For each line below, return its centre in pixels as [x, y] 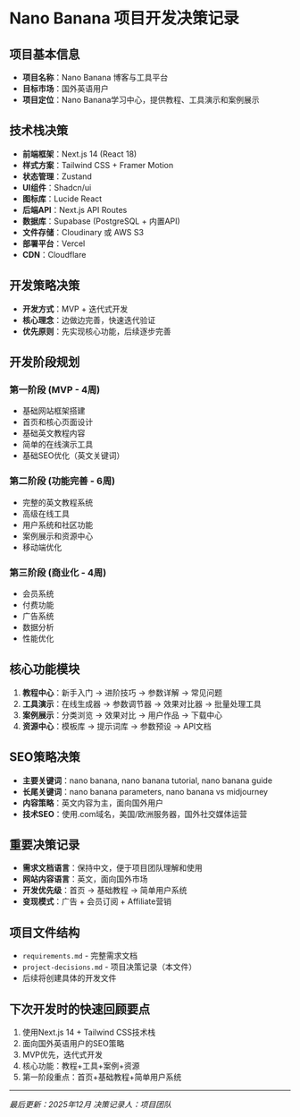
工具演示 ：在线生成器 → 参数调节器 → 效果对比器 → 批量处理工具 [142, 703]
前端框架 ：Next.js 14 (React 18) [79, 154]
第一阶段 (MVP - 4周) [55, 389]
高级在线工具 [46, 513]
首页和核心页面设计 [58, 422]
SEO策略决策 [45, 757]
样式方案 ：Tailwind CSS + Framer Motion [98, 165]
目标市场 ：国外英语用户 [65, 89]
